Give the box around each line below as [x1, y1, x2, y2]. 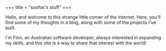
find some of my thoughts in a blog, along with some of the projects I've [5, 20, 156, 25]
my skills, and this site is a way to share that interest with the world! [5, 40, 147, 46]
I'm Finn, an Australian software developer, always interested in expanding [5, 35, 161, 40]
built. [5, 25, 16, 31]
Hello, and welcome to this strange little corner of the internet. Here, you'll [5, 14, 161, 20]
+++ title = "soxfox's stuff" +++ [5, 5, 72, 10]
